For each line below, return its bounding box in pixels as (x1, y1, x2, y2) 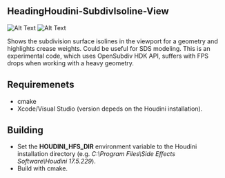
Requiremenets (7, 79, 75, 91)
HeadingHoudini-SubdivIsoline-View (7, 5, 169, 17)
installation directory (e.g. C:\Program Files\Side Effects (17, 150, 176, 158)
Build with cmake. (17, 164, 68, 173)
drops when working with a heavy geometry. (7, 58, 135, 67)
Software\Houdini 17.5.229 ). (17, 157, 97, 166)
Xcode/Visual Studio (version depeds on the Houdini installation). (17, 104, 203, 113)
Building (7, 124, 43, 136)
